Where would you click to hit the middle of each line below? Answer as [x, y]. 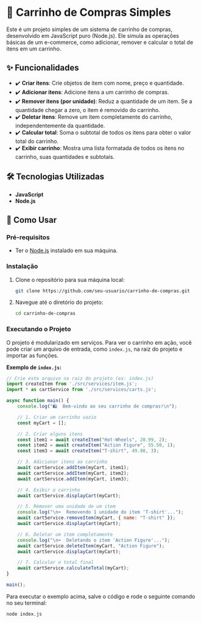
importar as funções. [33, 355]
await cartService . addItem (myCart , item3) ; [73, 479]
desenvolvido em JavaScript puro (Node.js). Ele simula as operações [93, 35]
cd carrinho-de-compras [45, 314]
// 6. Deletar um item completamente [65, 534]
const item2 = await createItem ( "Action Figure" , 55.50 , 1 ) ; [97, 445]
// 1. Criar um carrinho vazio [57, 417]
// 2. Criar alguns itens [50, 434]
